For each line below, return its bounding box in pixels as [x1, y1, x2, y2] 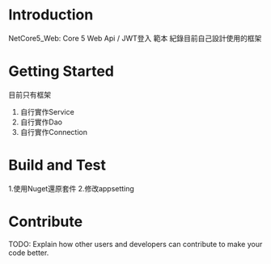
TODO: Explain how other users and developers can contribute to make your [8, 239, 263, 249]
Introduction [8, 6, 94, 24]
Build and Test [8, 156, 107, 174]
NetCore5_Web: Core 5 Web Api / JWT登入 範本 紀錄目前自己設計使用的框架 [8, 33, 262, 43]
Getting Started [8, 62, 115, 81]
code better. [8, 248, 49, 258]
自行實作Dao [19, 117, 63, 127]
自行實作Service [19, 107, 74, 116]
